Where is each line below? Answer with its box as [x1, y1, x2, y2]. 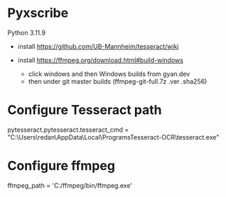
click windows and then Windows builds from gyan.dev [28, 69, 190, 78]
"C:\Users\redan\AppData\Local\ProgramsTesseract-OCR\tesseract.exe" [7, 133, 220, 141]
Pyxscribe [7, 5, 69, 21]
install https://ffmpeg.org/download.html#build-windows [17, 55, 183, 64]
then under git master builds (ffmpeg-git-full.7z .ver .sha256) [28, 77, 208, 86]
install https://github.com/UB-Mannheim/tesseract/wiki [17, 42, 179, 50]
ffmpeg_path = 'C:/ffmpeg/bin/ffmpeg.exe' [7, 181, 133, 189]
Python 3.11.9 [7, 28, 46, 37]
